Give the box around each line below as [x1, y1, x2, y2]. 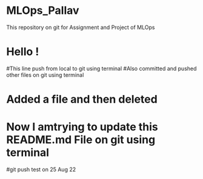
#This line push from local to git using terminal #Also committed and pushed [6, 65, 197, 72]
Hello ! [6, 45, 39, 59]
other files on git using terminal [6, 71, 84, 79]
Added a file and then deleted [6, 93, 158, 106]
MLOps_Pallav [6, 4, 80, 18]
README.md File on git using [6, 133, 156, 147]
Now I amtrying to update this [6, 120, 159, 134]
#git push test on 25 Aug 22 [6, 166, 76, 173]
